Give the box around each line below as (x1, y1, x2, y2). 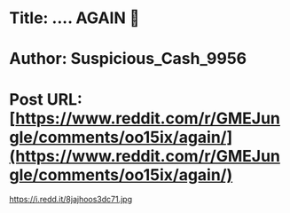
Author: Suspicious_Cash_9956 (9, 49, 247, 69)
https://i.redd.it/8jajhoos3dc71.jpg (9, 194, 133, 205)
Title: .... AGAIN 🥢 (9, 8, 140, 28)
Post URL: (9, 89, 82, 109)
